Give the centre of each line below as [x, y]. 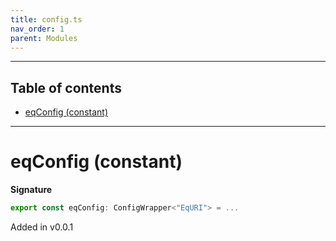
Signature [31, 190]
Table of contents [66, 87]
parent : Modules [44, 38]
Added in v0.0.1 [42, 227]
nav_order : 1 [37, 29]
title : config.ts [46, 19]
